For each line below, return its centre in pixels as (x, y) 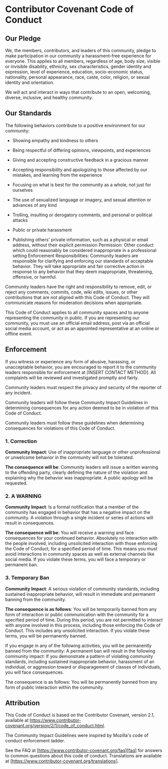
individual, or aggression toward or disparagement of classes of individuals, (83, 667)
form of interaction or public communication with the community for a (77, 614)
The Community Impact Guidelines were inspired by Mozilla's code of (77, 735)
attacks (20, 220)
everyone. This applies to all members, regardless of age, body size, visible (83, 61)
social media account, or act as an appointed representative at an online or (82, 328)
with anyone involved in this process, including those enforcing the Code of (83, 625)
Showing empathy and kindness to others (55, 140)
